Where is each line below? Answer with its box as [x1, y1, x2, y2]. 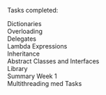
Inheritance [7, 49, 40, 58]
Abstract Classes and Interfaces [7, 57, 100, 65]
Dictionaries [7, 20, 42, 27]
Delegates [7, 34, 37, 43]
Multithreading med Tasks [7, 80, 82, 87]
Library [7, 65, 28, 72]
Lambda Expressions [7, 42, 68, 50]
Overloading [7, 27, 43, 35]
